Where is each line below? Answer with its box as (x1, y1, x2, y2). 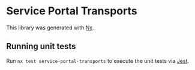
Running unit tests (6, 41, 76, 51)
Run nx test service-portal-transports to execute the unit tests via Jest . (6, 57, 190, 64)
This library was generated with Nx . (6, 24, 94, 31)
